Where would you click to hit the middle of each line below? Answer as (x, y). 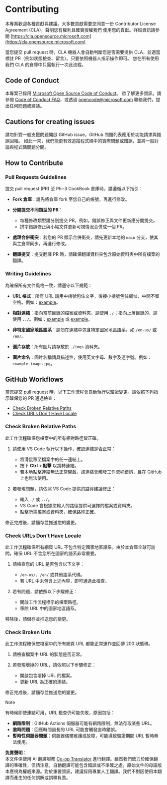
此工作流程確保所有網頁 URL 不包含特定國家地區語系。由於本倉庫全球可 (78, 547)
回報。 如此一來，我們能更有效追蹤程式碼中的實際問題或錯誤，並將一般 (82, 140)
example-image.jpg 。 (34, 363)
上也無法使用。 (35, 478)
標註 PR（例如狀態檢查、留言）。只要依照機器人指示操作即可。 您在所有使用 (82, 58)
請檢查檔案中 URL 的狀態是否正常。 (48, 654)
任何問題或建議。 (27, 105)
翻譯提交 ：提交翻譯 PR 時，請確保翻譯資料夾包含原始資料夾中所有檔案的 (86, 254)
